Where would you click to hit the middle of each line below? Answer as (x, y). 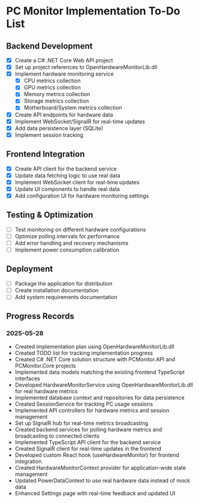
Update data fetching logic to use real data (68, 175)
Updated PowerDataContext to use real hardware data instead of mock (102, 480)
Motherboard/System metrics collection (73, 108)
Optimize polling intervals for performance (67, 236)
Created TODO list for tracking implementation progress (84, 353)
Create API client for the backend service (66, 169)
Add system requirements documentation (66, 297)
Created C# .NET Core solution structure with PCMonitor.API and (95, 359)
